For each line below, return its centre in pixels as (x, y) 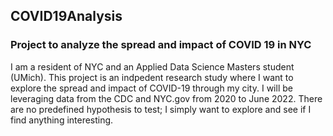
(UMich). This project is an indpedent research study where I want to (152, 77)
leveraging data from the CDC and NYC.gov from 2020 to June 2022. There (166, 98)
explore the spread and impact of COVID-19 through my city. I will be (151, 88)
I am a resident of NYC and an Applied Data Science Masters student (152, 66)
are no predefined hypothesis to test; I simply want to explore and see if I (161, 109)
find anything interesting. (62, 120)
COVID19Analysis (66, 16)
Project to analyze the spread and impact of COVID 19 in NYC (161, 45)
